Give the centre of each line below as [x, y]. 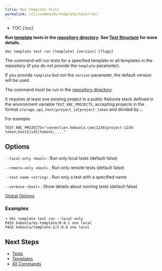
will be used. [18, 80]
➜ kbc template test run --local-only [44, 219]
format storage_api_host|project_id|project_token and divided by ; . [74, 109]
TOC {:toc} [23, 28]
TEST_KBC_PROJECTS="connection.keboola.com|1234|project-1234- [70, 127]
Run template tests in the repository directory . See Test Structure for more [81, 37]
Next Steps [22, 242]
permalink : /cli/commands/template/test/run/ [52, 14]
